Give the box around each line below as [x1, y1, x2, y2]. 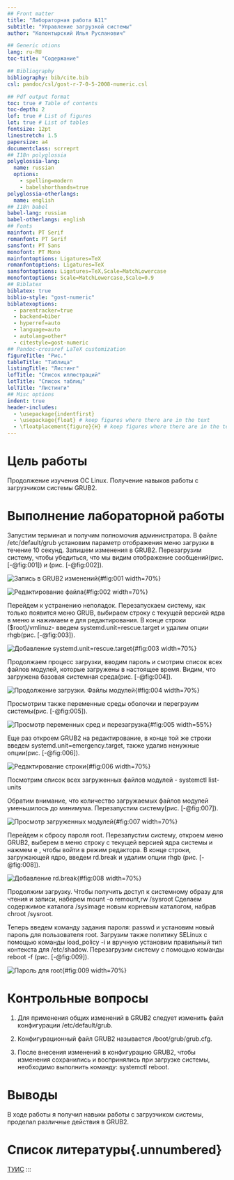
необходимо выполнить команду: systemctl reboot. [17, 1062, 169, 1071]
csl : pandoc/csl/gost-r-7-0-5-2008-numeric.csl [7, 81, 148, 88]
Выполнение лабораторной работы [7, 508, 225, 524]
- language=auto [13, 327, 61, 333]
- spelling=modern [19, 178, 73, 184]
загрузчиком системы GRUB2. [7, 483, 97, 491]
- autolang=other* [13, 333, 68, 340]
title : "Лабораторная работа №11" [7, 17, 108, 24]
